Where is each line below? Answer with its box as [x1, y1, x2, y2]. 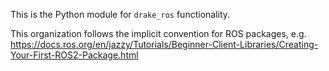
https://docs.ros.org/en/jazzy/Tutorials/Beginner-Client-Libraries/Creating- [10, 39, 319, 50]
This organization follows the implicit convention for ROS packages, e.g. [10, 28, 307, 39]
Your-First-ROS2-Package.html [10, 49, 139, 61]
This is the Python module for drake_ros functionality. [10, 9, 231, 20]
